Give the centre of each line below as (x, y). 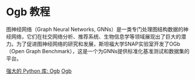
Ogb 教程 (28, 12)
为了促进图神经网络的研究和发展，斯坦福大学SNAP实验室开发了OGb (98, 44)
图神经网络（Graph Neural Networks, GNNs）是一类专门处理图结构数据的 (95, 29)
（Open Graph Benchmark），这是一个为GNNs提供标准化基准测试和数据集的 (98, 51)
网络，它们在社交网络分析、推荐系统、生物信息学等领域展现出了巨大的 (96, 36)
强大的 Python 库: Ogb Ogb (39, 71)
